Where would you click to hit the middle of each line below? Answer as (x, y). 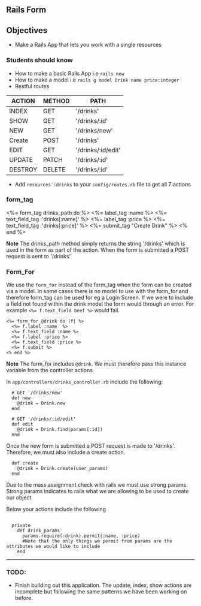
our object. (20, 498)
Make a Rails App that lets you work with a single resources (88, 45)
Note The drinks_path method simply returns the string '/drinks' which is (96, 243)
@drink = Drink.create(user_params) (63, 469)
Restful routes (32, 86)
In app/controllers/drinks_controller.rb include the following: (85, 382)
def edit (22, 424)
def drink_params (39, 531)
